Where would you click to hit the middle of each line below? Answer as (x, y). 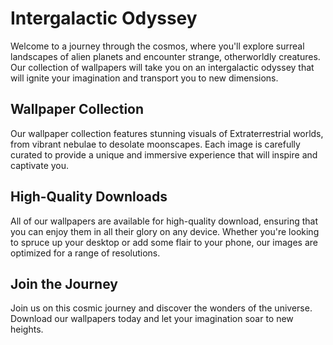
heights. (27, 329)
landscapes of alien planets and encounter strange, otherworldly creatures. (165, 56)
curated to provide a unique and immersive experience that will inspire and (164, 154)
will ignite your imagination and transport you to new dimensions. (144, 78)
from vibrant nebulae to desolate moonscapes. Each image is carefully (155, 144)
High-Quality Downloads (89, 197)
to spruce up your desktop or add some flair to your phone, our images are (164, 242)
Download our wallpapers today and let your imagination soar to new (152, 319)
